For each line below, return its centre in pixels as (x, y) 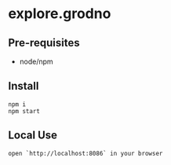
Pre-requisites (44, 43)
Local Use (33, 136)
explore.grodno (60, 14)
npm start (24, 111)
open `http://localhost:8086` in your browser (85, 153)
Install (24, 86)
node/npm (36, 61)
